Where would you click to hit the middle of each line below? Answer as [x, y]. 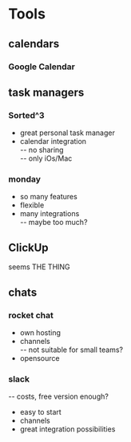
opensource [40, 358]
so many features [48, 197]
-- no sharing [42, 150]
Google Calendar [42, 67]
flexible [32, 205]
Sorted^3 [27, 115]
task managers [46, 92]
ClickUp [29, 247]
